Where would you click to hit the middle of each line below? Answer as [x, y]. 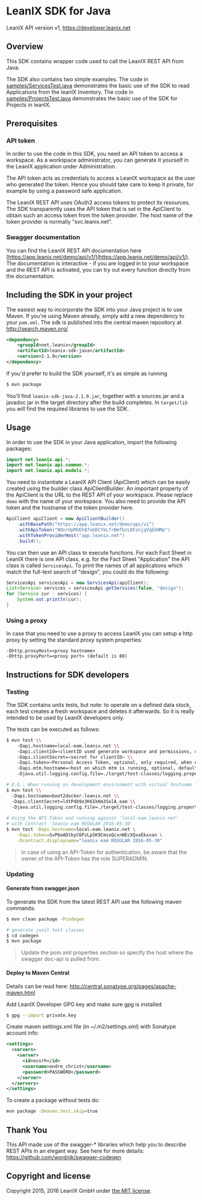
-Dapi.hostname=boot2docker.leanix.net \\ [66, 796]
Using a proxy [27, 620]
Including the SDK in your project [69, 295]
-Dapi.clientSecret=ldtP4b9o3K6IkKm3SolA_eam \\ [74, 801]
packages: [19, 448]
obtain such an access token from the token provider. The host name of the [99, 215]
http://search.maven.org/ [37, 328]
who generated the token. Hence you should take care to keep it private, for [100, 185]
